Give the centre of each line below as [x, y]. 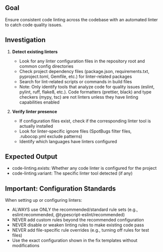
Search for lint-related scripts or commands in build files [76, 81]
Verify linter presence [34, 111]
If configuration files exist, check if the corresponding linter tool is [85, 121]
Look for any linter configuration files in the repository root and [82, 61]
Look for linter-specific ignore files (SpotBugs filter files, [75, 131]
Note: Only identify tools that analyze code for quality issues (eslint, [87, 87]
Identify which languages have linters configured [68, 141]
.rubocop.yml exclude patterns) [51, 136]
